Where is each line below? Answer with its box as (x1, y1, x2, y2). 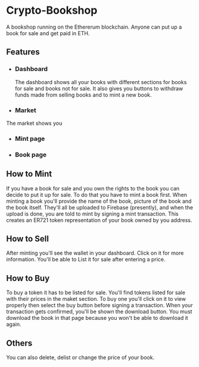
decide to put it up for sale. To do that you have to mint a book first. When (6, 191, 188, 198)
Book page (14, 150, 47, 159)
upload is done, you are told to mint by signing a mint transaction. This (6, 210, 179, 217)
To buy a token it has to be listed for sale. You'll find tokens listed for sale (6, 289, 186, 296)
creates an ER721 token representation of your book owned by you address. (6, 216, 192, 224)
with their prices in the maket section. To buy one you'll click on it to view (6, 295, 186, 303)
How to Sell (6, 233, 49, 243)
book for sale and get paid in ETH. (6, 29, 90, 36)
